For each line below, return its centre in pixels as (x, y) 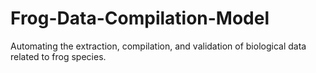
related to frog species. (58, 56)
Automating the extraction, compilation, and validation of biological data (158, 46)
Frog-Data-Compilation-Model (140, 18)
